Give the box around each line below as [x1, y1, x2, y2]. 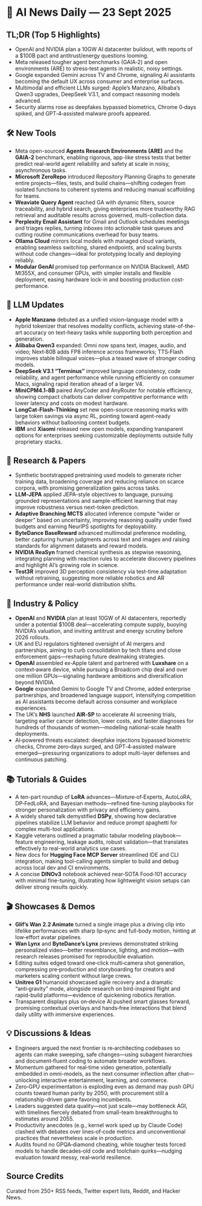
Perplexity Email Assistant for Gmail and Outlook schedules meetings [14, 218, 190, 225]
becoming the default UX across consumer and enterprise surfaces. [14, 78, 185, 85]
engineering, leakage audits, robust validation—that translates [34, 838, 189, 846]
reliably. [14, 257, 35, 264]
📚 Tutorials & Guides [6, 774, 87, 784]
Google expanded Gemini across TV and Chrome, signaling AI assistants [14, 71, 195, 78]
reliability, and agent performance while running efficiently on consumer [14, 373, 195, 381]
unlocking [14, 1077, 40, 1084]
